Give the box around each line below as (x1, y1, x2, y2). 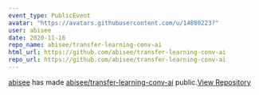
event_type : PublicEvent (8, 11, 91, 20)
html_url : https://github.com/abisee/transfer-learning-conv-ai (8, 48, 226, 56)
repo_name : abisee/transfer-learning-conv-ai (8, 41, 162, 49)
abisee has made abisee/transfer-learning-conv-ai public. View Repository (8, 77, 251, 87)
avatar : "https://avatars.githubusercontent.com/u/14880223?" (8, 19, 219, 27)
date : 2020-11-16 (8, 33, 66, 42)
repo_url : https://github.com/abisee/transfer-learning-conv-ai (8, 56, 226, 64)
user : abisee (8, 26, 52, 34)
